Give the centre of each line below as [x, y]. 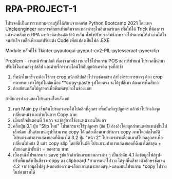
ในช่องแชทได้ [24, 172]
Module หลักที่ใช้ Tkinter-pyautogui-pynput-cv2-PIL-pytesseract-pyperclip [82, 50]
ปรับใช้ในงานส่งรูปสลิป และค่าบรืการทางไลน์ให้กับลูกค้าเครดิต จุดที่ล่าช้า [64, 66]
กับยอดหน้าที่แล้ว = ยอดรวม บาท [40, 149]
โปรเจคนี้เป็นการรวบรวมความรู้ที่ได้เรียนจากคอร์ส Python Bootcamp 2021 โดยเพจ [79, 23]
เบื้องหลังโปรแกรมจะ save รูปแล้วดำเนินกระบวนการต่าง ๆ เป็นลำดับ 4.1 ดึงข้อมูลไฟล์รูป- [87, 154]
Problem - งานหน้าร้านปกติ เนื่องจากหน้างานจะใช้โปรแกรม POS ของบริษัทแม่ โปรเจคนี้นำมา [85, 61]
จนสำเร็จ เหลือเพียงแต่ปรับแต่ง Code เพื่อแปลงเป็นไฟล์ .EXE [58, 40]
